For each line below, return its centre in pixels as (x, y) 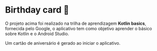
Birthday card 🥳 (37, 10)
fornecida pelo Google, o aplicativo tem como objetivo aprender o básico (79, 28)
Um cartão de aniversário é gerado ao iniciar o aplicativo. (63, 43)
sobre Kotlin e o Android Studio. (37, 34)
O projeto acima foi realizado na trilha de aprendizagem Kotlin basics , (76, 23)
